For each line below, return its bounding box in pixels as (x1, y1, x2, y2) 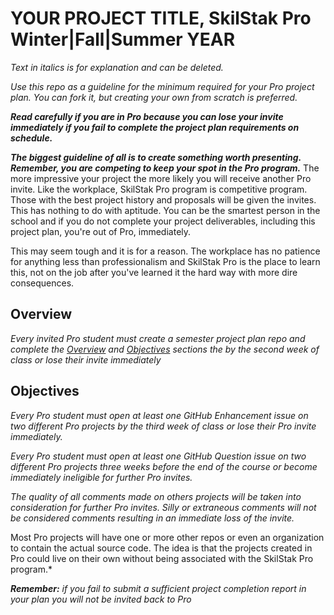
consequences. (10, 277, 75, 289)
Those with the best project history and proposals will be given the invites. (10, 193, 317, 206)
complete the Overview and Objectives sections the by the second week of (10, 343, 320, 355)
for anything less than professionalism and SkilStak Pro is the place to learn (10, 255, 321, 267)
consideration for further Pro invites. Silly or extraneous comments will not (10, 501, 317, 513)
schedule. (10, 132, 53, 144)
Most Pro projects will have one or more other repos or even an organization (10, 531, 325, 543)
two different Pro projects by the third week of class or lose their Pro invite (10, 420, 317, 432)
